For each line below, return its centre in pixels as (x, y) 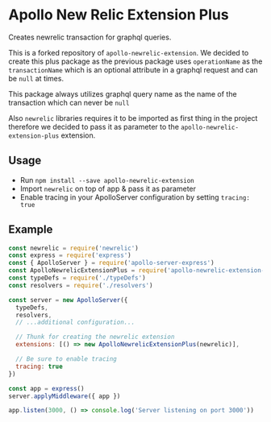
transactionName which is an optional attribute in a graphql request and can (133, 69)
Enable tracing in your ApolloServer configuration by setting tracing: (135, 197)
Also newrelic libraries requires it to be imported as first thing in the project (133, 118)
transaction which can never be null (69, 102)
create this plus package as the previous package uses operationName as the (135, 61)
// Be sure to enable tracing (66, 359)
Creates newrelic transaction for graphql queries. (90, 37)
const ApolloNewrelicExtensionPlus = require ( (88, 271)
